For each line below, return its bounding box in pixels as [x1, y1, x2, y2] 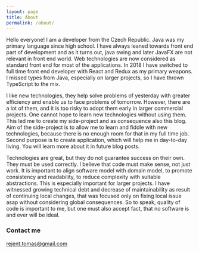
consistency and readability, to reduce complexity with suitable [6, 174, 161, 181]
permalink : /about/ [6, 20, 55, 26]
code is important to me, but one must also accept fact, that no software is [6, 205, 189, 212]
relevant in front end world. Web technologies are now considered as [6, 55, 176, 63]
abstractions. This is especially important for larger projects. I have [6, 180, 170, 187]
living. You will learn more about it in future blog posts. [6, 143, 140, 150]
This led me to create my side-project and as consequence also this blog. [6, 118, 186, 125]
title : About [6, 14, 39, 20]
